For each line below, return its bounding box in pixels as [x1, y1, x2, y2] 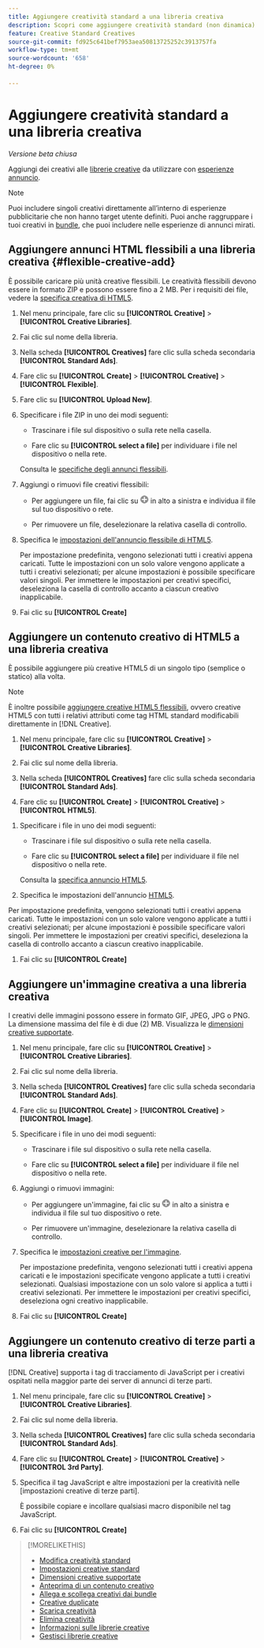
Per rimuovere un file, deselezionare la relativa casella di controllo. [31, 520, 247, 529]
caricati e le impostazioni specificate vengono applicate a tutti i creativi [19, 1271, 251, 1281]
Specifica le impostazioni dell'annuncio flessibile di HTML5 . [19, 535, 214, 544]
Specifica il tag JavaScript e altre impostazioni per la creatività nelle [19, 1477, 240, 1487]
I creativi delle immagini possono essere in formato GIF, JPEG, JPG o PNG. [8, 1011, 251, 1020]
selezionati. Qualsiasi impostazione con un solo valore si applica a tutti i [19, 1279, 252, 1289]
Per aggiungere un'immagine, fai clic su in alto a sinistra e [31, 1200, 230, 1210]
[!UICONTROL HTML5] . [19, 805, 97, 815]
